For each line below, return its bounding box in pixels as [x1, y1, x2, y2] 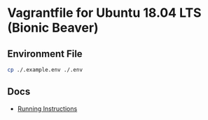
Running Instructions [17, 104, 78, 113]
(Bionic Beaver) [7, 20, 99, 36]
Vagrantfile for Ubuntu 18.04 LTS [7, 5, 202, 21]
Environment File [7, 48, 83, 60]
